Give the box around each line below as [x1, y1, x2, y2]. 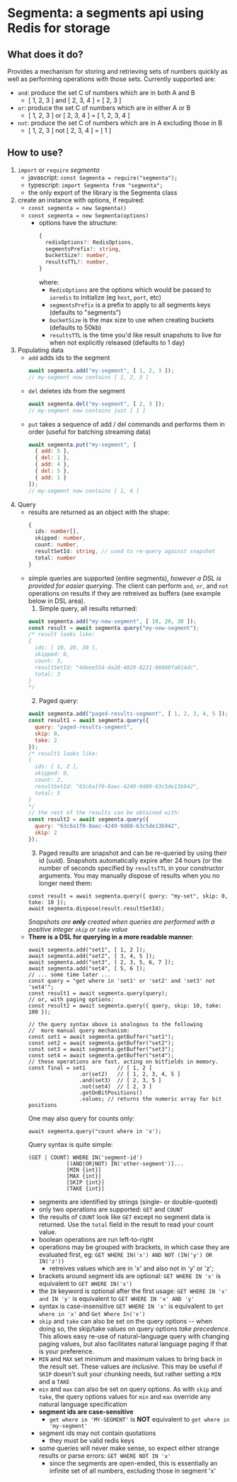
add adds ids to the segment [28, 354, 110, 362]
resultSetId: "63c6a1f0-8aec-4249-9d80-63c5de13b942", [34, 783, 200, 790]
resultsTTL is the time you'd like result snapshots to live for [49, 331, 222, 339]
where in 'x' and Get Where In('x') [38, 1309, 146, 1318]
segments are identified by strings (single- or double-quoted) [38, 1197, 218, 1206]
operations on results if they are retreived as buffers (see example [28, 589, 221, 597]
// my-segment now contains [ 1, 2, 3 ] [28, 374, 149, 381]
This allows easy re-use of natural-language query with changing [38, 1331, 230, 1340]
